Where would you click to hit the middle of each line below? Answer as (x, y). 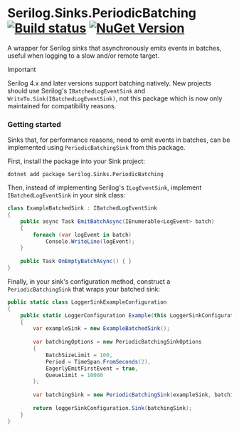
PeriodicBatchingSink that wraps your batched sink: (84, 289)
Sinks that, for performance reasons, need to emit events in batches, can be (119, 140)
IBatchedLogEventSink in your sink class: (67, 195)
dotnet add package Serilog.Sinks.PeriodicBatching (85, 175)
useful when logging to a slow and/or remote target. (84, 56)
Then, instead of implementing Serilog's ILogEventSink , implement (105, 187)
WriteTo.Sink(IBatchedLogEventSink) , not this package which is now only (115, 98)
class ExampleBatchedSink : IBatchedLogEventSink (83, 208)
